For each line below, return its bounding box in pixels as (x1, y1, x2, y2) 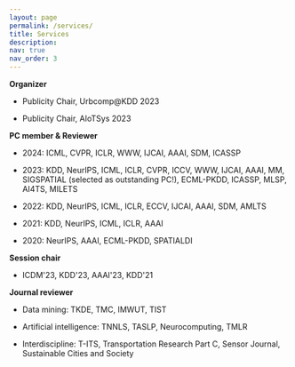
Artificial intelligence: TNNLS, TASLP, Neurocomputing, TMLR (21, 322, 248, 331)
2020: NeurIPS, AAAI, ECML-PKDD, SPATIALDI (21, 235, 193, 245)
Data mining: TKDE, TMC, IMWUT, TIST (21, 304, 167, 315)
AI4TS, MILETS (21, 184, 78, 194)
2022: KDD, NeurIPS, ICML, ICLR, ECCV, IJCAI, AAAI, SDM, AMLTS (21, 201, 267, 211)
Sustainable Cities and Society (21, 348, 134, 358)
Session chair (9, 252, 61, 263)
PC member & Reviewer (9, 131, 98, 140)
